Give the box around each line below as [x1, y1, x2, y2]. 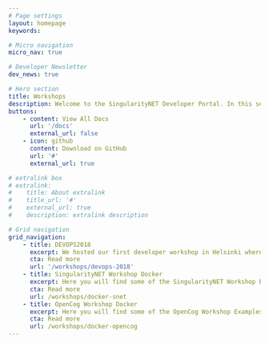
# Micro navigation [8, 41, 74, 49]
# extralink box [8, 174, 62, 182]
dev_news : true [8, 71, 59, 79]
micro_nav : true [8, 49, 62, 57]
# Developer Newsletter [8, 63, 88, 71]
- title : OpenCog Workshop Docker [22, 300, 138, 309]
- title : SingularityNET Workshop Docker [22, 270, 163, 279]
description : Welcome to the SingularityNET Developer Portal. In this [8, 99, 252, 108]
